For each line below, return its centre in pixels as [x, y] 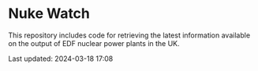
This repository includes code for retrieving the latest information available [129, 35]
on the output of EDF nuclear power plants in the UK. [94, 43]
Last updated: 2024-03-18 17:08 [61, 59]
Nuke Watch [49, 14]
